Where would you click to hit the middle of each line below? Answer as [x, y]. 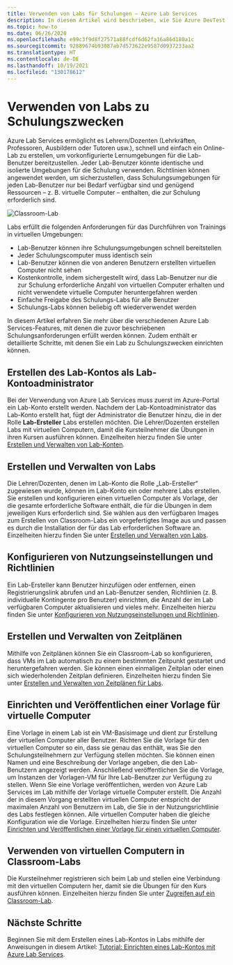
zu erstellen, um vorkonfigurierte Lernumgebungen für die [103, 156]
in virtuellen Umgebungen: [45, 234]
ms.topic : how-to [32, 27]
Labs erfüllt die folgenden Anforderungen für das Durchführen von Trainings [116, 227]
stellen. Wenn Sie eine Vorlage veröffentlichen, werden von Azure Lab [107, 784]
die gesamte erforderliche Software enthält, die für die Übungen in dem [110, 506]
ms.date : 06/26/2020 [37, 33]
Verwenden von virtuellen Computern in [96, 851]
